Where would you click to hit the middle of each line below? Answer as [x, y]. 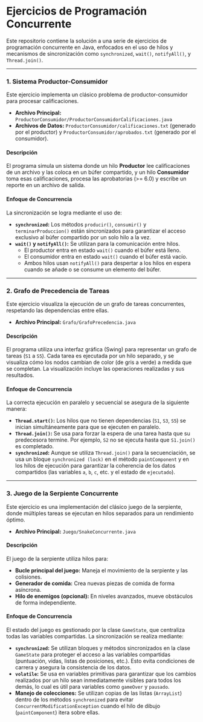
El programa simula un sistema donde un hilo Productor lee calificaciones [98, 166]
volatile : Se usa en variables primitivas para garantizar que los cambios [105, 674]
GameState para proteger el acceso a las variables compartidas [93, 655]
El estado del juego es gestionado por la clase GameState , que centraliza [96, 630]
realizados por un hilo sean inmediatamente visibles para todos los [98, 680]
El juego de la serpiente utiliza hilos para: [57, 558]
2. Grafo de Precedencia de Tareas [58, 291]
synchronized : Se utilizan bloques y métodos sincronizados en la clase [102, 648]
